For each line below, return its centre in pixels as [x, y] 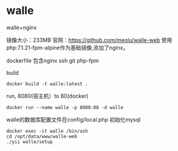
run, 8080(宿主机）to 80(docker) [47, 96]
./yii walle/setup [29, 142]
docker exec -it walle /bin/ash [47, 131]
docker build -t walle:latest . [47, 84]
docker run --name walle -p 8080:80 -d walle [65, 107]
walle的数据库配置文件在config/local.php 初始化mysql [74, 119]
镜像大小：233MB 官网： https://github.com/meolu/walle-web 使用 [89, 40]
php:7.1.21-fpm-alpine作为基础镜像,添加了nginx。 [67, 47]
